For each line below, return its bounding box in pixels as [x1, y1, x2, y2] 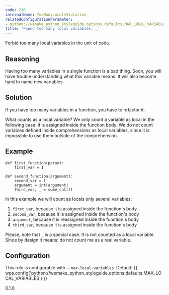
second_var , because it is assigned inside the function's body [12, 211, 139, 217]
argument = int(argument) [14, 183, 69, 188]
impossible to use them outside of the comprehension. [5, 132, 118, 139]
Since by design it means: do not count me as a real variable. [5, 237, 132, 243]
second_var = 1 [14, 178, 46, 183]
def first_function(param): [5, 160, 64, 165]
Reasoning [5, 54, 40, 63]
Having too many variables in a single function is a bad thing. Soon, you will [5, 68, 162, 74]
